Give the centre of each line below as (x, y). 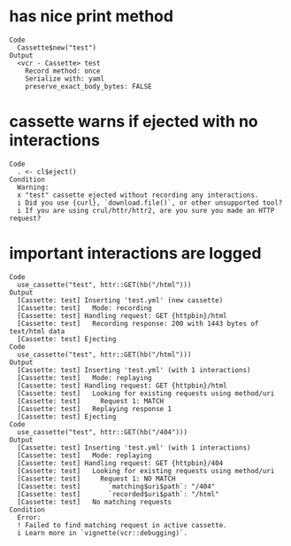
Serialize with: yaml (65, 78)
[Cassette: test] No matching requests (95, 502)
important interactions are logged (135, 253)
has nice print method (92, 16)
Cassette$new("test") (57, 47)
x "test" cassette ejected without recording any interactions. (138, 195)
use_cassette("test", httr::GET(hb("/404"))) (103, 432)
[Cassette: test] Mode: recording (84, 308)
